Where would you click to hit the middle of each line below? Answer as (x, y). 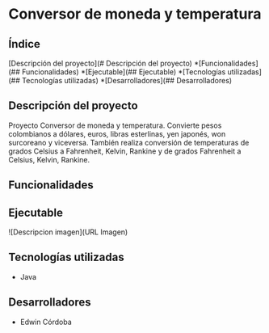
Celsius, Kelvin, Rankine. (49, 159)
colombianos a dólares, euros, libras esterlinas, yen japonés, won (117, 133)
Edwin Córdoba (46, 322)
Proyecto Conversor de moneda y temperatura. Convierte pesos (115, 125)
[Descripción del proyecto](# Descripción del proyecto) (100, 63)
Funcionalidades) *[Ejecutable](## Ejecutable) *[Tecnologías (124, 72)
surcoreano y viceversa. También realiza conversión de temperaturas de (129, 142)
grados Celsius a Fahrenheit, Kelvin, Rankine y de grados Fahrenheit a (125, 151)
